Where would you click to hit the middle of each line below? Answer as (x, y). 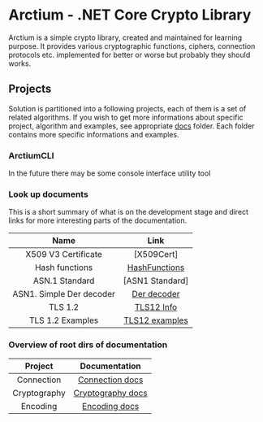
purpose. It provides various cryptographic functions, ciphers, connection (132, 46)
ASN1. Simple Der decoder (64, 294)
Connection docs (110, 380)
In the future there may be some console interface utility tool (110, 173)
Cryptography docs (110, 393)
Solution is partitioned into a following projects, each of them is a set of (127, 108)
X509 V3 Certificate (64, 255)
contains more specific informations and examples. (94, 134)
